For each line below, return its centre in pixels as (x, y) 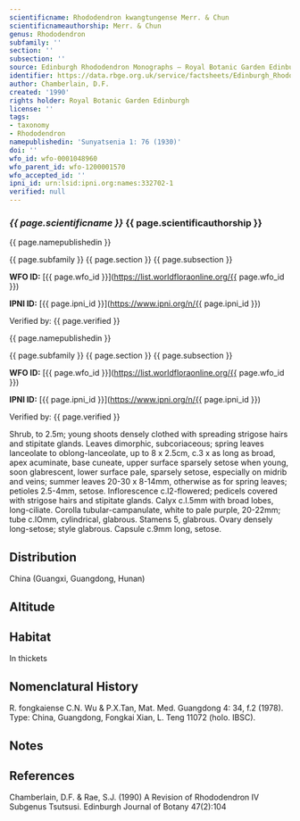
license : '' (31, 109)
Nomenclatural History (74, 687)
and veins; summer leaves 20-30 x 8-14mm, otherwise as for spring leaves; (148, 482)
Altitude (32, 606)
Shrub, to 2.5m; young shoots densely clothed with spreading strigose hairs (149, 435)
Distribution (43, 557)
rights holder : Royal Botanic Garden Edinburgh (100, 100)
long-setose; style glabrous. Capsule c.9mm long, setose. (115, 529)
